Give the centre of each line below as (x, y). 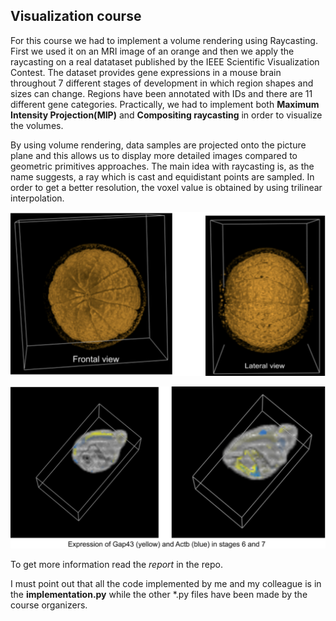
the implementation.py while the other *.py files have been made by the (159, 595)
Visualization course (76, 16)
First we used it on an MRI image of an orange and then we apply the (152, 51)
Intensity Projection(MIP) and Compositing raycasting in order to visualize (166, 115)
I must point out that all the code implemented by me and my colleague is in (166, 584)
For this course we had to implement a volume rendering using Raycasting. (164, 40)
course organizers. (49, 605)
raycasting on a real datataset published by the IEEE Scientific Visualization (165, 61)
